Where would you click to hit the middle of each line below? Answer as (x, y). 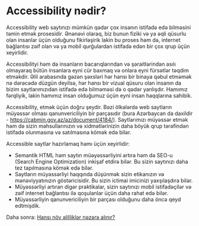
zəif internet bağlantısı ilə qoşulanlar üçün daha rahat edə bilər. (92, 193)
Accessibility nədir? (56, 11)
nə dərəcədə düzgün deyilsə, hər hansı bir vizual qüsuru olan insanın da (94, 83)
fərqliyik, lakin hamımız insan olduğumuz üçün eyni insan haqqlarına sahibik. (99, 96)
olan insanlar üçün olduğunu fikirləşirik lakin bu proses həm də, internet (93, 40)
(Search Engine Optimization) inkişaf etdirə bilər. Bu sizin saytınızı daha (101, 161)
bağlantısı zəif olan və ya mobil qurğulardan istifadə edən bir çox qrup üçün (98, 46)
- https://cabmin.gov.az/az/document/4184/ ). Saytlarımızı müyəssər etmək (97, 119)
